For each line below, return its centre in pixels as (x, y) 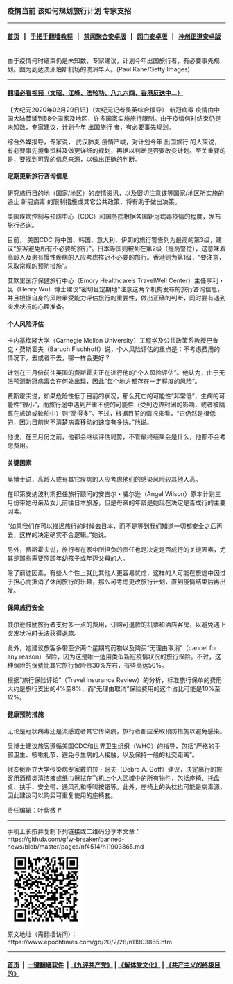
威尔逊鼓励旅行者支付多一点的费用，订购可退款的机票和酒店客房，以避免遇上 (116, 624)
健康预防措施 (25, 714)
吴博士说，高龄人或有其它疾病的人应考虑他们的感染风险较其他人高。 (104, 480)
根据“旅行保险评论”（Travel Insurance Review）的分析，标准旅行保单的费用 (115, 680)
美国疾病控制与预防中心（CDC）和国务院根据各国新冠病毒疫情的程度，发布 (114, 216)
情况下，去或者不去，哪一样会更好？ (59, 358)
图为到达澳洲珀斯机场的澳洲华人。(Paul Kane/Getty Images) (105, 69)
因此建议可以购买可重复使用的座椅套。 (62, 795)
